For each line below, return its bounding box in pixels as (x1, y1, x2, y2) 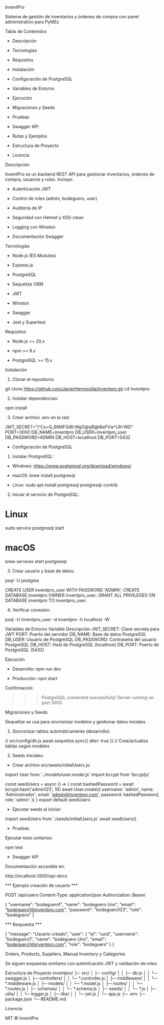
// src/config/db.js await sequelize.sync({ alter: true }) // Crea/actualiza (5, 738, 148, 743)
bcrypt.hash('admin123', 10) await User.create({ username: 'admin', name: (5, 786, 154, 792)
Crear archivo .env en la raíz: (12, 415, 70, 420)
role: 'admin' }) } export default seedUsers (5, 797, 91, 802)
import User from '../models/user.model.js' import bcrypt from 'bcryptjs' (5, 771, 150, 777)
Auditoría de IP (12, 205, 43, 211)
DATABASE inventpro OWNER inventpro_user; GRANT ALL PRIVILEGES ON (5, 592, 156, 598)
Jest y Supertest (12, 319, 46, 325)
